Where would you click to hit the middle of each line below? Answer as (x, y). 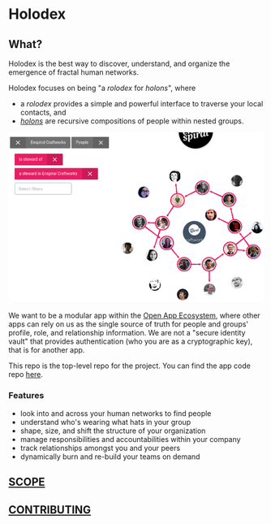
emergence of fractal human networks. (74, 72)
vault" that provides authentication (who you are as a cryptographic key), (131, 341)
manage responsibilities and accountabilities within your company (130, 439)
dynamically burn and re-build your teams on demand (110, 457)
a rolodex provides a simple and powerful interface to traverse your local (142, 104)
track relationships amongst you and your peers (100, 448)
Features (26, 396)
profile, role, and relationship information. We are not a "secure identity (127, 333)
